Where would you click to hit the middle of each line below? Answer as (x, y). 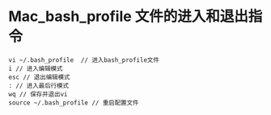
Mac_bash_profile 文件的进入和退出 (129, 16)
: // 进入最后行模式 (39, 85)
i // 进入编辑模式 (36, 68)
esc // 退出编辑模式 (39, 77)
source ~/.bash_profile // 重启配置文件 (74, 103)
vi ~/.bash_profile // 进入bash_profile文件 (84, 60)
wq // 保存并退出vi (38, 94)
